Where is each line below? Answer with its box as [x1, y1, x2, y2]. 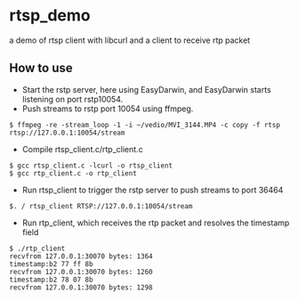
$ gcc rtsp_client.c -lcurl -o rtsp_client [9, 161, 173, 170]
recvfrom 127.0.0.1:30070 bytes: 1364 [9, 251, 153, 261]
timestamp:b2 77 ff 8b [9, 259, 93, 268]
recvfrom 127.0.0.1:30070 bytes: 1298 [9, 282, 153, 292]
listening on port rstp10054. [21, 94, 124, 104]
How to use [9, 61, 73, 76]
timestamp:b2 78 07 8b [9, 275, 93, 284]
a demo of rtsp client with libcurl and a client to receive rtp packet [9, 35, 251, 45]
